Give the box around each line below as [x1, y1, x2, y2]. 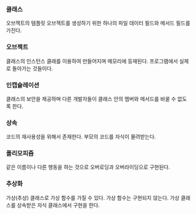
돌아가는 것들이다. [12, 64, 53, 72]
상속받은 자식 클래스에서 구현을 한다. [16, 201, 100, 209]
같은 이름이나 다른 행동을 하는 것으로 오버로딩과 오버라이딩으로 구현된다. [6, 164, 170, 171]
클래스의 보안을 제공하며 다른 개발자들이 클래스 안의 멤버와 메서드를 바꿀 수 [6, 95, 177, 102]
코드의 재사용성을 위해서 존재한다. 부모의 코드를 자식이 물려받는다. [6, 133, 156, 140]
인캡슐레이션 [6, 81, 40, 89]
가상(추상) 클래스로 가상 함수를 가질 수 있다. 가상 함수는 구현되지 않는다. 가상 [6, 194, 180, 201]
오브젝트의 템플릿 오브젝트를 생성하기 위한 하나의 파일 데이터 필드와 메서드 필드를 [6, 19, 191, 27]
